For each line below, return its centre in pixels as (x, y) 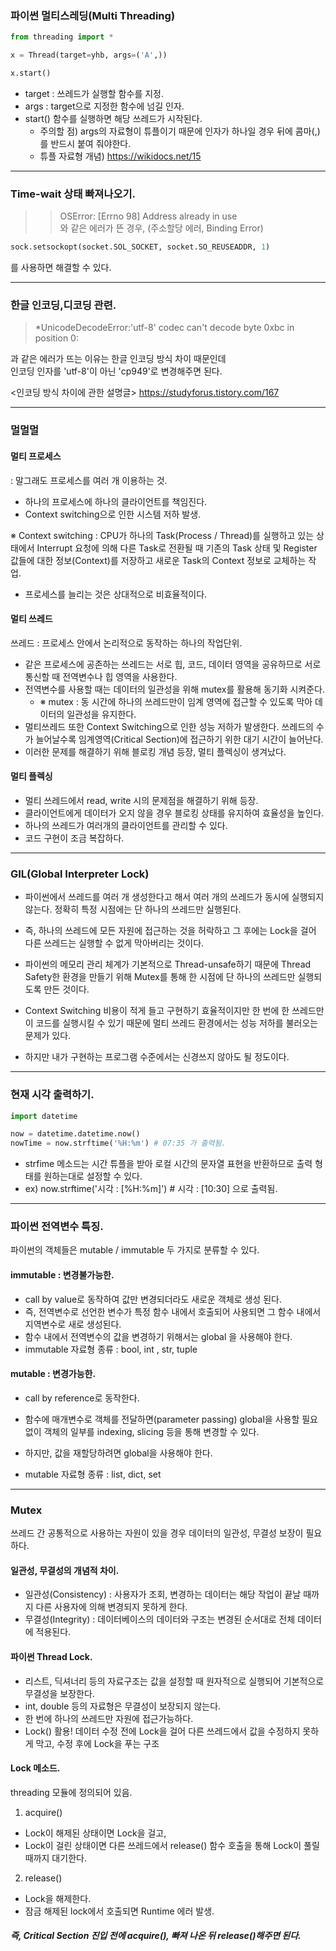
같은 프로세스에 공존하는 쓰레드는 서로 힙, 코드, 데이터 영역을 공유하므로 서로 (173, 664)
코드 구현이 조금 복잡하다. (74, 838)
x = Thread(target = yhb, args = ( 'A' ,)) (89, 55)
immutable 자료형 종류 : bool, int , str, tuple (111, 1349)
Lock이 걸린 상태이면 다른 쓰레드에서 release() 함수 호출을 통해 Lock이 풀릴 (172, 1845)
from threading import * (62, 37)
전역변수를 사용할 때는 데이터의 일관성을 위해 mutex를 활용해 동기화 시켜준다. (175, 689)
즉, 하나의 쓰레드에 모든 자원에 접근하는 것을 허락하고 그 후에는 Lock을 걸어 (170, 931)
